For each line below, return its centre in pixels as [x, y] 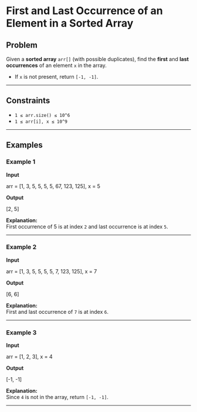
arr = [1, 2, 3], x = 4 [29, 357]
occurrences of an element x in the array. [57, 65]
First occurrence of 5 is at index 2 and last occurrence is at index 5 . [87, 226]
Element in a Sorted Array [70, 23]
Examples [24, 145]
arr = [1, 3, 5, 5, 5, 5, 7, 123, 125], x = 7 [52, 271]
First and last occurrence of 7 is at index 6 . [57, 311]
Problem [22, 45]
